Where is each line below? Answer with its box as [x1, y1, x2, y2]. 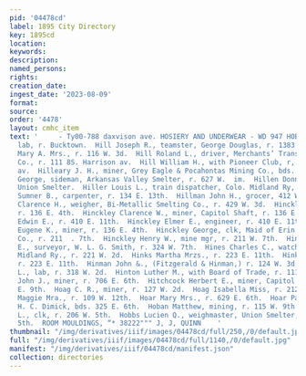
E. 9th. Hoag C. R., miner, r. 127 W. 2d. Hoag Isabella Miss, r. [17, 285, 283, 294]
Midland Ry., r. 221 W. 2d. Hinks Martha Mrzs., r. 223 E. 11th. [17, 251, 275, 260]
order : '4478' [9, 115, 64, 124]
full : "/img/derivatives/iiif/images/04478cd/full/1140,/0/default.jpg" [9, 336, 291, 345]
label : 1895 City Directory [9, 22, 117, 31]
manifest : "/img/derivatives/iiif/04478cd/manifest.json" [9, 344, 234, 353]
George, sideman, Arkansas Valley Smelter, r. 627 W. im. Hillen [17, 174, 280, 183]
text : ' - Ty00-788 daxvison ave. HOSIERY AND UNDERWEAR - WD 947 [9, 132, 283, 141]
